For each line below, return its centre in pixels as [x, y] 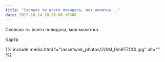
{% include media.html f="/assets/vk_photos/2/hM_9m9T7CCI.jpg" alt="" [83, 49]
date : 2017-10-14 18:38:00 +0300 [41, 15]
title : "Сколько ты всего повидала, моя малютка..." [63, 10]
